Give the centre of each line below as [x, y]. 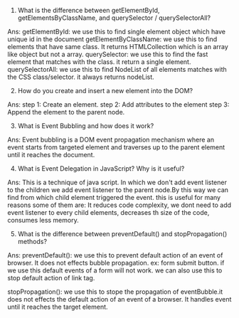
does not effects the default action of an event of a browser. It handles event [119, 299]
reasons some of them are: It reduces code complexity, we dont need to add [119, 205]
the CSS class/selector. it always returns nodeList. [81, 77]
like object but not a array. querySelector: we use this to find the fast [108, 54]
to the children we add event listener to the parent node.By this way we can [118, 190]
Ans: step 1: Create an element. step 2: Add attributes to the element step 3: [118, 105]
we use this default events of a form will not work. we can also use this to [115, 270]
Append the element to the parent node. [66, 112]
